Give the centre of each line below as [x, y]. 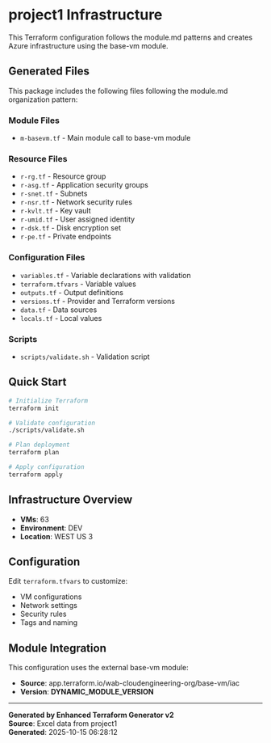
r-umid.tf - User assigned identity [77, 219]
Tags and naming [49, 623]
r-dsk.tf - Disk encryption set [70, 228]
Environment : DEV [51, 528]
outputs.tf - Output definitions [71, 292]
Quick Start [38, 382]
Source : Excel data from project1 [63, 724]
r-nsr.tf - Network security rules [76, 202]
